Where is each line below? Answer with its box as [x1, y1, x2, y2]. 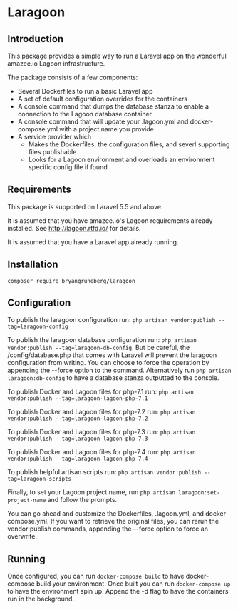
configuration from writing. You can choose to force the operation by [7, 359, 209, 367]
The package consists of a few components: [7, 73, 138, 81]
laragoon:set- [177, 489, 220, 496]
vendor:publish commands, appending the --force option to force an [7, 524, 209, 533]
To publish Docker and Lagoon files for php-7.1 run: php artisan [7, 387, 194, 396]
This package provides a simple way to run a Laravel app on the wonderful [7, 51, 227, 60]
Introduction [7, 33, 64, 45]
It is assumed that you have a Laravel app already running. [7, 237, 179, 246]
